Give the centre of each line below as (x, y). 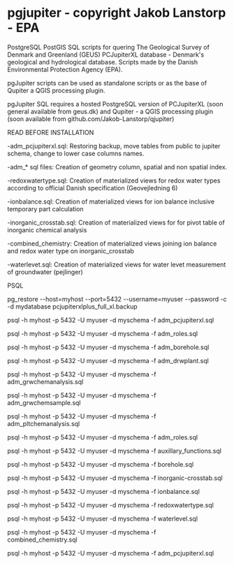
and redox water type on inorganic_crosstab (71, 251)
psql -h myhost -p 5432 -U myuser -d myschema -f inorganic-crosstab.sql (115, 478)
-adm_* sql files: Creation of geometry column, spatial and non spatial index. (117, 167)
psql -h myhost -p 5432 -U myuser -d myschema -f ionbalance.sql (104, 491)
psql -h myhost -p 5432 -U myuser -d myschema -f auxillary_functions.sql (115, 451)
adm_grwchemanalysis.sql (45, 381)
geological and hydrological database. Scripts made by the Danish (102, 62)
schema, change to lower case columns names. (76, 153)
